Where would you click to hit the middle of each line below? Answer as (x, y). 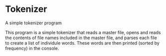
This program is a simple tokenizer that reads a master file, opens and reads (83, 32)
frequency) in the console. (32, 48)
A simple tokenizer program (34, 23)
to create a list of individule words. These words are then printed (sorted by (83, 43)
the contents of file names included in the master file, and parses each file (81, 38)
